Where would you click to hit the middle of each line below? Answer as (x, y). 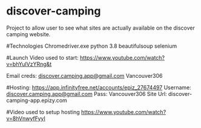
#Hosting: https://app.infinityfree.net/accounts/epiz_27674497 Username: (99, 87)
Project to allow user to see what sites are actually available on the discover (101, 28)
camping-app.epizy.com (37, 100)
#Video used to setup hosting (43, 112)
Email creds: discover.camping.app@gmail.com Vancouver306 (84, 75)
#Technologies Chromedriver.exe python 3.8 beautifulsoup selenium (92, 46)
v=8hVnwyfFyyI (26, 118)
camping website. (28, 34)
